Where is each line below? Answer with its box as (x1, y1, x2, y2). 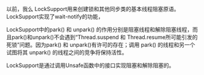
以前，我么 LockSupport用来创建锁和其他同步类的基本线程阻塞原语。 (6, 5, 180, 12)
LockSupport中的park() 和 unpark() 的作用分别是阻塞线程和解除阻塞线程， (6, 26, 193, 33)
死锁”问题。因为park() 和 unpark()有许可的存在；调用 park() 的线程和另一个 (6, 41, 195, 48)
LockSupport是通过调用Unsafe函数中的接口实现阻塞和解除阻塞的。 (6, 62, 175, 69)
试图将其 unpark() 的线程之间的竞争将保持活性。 (6, 49, 128, 56)
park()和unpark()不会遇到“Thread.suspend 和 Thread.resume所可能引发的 (11, 34, 198, 41)
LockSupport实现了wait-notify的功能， (6, 13, 104, 20)
